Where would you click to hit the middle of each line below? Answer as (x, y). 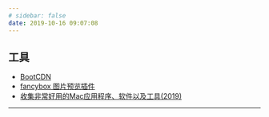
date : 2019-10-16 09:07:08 (53, 23)
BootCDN (36, 77)
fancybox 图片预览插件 (57, 86)
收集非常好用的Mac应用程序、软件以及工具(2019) (101, 96)
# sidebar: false (37, 16)
